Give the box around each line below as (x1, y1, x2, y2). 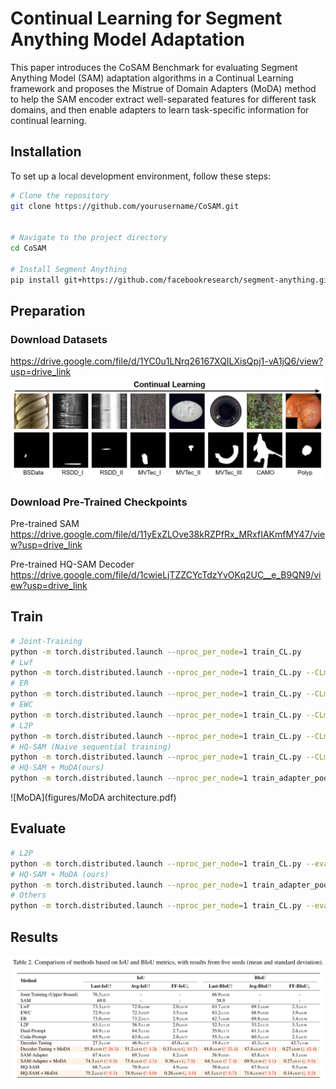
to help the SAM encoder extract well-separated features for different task (10, 93, 317, 105)
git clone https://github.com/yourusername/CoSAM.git (10, 201, 240, 211)
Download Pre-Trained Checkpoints (10, 495, 188, 509)
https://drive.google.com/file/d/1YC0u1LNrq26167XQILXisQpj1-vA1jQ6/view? (10, 355, 324, 367)
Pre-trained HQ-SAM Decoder (10, 558, 135, 571)
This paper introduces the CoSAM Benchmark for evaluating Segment (10, 61, 298, 73)
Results (10, 928, 59, 946)
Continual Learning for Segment (10, 7, 283, 30)
